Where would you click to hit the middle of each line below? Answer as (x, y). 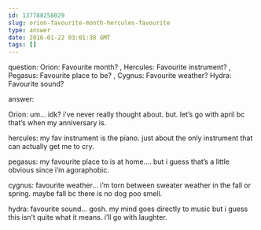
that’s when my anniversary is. (57, 123)
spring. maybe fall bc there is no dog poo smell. (85, 194)
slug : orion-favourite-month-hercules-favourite (89, 23)
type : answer (29, 30)
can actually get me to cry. (51, 147)
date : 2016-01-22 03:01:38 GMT (59, 37)
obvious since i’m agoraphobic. (59, 170)
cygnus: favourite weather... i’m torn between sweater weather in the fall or (130, 185)
